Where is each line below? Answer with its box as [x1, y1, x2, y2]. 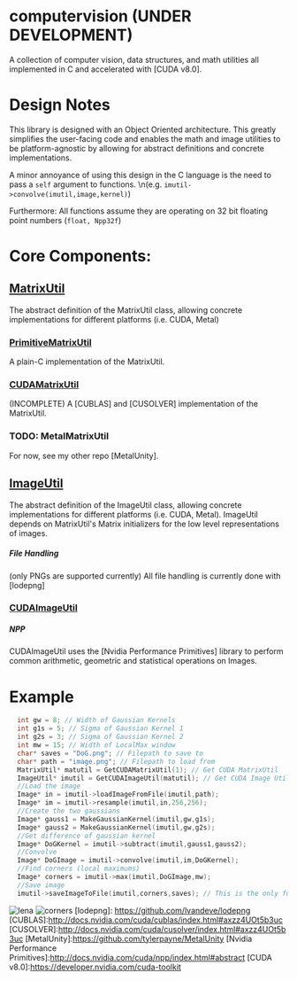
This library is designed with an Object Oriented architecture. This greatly [9, 124, 277, 135]
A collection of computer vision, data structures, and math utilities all [9, 54, 259, 65]
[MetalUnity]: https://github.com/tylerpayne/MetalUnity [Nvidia [25, 933, 253, 944]
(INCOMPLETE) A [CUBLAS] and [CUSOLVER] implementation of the [9, 399, 259, 409]
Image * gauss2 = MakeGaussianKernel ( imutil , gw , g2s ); [17, 822, 216, 832]
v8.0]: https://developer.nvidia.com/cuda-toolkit [9, 962, 181, 972]
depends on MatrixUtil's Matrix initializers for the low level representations [9, 518, 280, 529]
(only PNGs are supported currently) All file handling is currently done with [9, 570, 281, 581]
